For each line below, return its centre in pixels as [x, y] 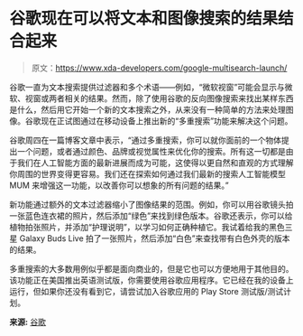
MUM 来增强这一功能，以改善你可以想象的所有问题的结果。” [119, 185]
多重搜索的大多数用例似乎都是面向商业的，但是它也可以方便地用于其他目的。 [151, 268]
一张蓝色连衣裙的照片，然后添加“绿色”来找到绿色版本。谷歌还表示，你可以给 [151, 215]
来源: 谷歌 [28, 322]
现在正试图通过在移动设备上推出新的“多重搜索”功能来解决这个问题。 [166, 121]
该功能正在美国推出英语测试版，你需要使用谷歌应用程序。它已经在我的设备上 [151, 280]
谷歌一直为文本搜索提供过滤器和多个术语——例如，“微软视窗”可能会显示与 [147, 87]
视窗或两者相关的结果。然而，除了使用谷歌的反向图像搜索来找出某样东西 [159, 98]
